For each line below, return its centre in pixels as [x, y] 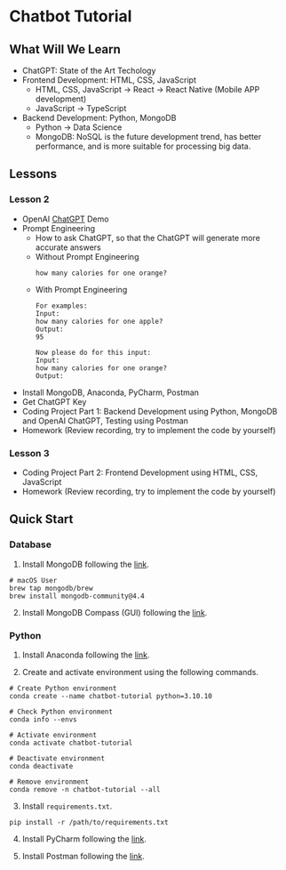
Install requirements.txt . [67, 806]
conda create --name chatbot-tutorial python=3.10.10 [111, 696]
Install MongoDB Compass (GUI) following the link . [115, 612]
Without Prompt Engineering [87, 256]
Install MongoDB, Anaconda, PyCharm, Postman [111, 392]
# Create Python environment [63, 688]
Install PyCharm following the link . [84, 839]
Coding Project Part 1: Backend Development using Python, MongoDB [150, 411]
